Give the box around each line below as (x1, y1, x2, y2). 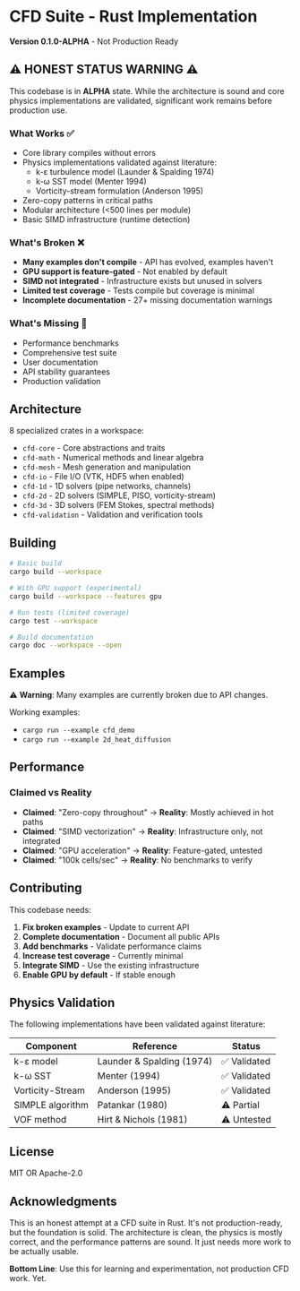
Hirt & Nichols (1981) (97, 1114, 188, 1126)
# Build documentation (9, 633, 94, 641)
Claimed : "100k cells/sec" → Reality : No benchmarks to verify (21, 854, 253, 865)
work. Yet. (9, 1273, 47, 1284)
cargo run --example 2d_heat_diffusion (21, 736, 172, 744)
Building (9, 535, 56, 550)
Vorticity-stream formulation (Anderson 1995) (35, 185, 204, 196)
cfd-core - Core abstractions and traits (21, 443, 166, 453)
